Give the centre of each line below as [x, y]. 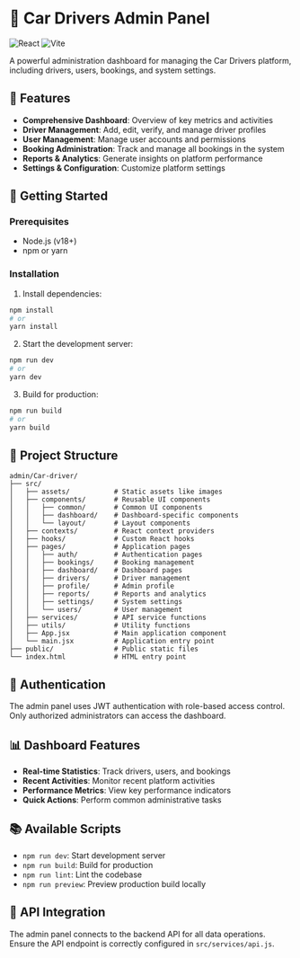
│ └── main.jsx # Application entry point [112, 642]
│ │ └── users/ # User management [96, 610]
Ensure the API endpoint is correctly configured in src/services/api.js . [142, 944]
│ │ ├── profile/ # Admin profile [92, 586]
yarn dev [26, 377]
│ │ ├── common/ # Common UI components [106, 508]
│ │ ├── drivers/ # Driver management [100, 579]
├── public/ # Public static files [104, 649]
